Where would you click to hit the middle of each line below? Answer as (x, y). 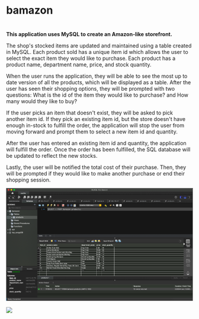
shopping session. (28, 180)
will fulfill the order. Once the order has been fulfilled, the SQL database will (98, 149)
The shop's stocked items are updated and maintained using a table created (99, 46)
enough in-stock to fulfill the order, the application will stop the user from (95, 126)
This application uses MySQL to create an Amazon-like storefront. (89, 34)
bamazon (30, 10)
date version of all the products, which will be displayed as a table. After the (99, 82)
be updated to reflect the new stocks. (52, 156)
